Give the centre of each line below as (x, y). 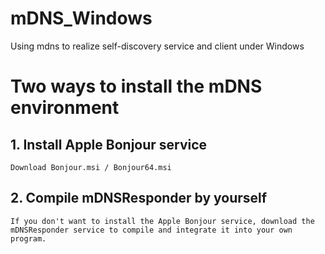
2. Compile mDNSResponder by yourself (139, 198)
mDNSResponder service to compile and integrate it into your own (151, 230)
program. (28, 238)
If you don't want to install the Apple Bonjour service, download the (162, 221)
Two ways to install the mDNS (136, 86)
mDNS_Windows (81, 18)
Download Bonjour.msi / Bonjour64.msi (91, 167)
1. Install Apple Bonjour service (109, 144)
